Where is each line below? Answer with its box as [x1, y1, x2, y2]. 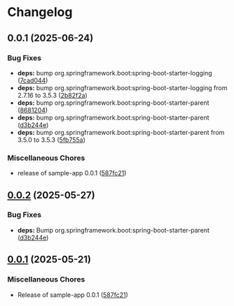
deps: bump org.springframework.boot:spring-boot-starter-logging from [17, 83, 228, 92]
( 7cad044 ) [17, 76, 48, 85]
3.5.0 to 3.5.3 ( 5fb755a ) [17, 136, 86, 144]
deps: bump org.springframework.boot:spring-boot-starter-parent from [17, 128, 225, 136]
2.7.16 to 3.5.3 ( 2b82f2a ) [17, 91, 88, 99]
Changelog [7, 4, 73, 20]
